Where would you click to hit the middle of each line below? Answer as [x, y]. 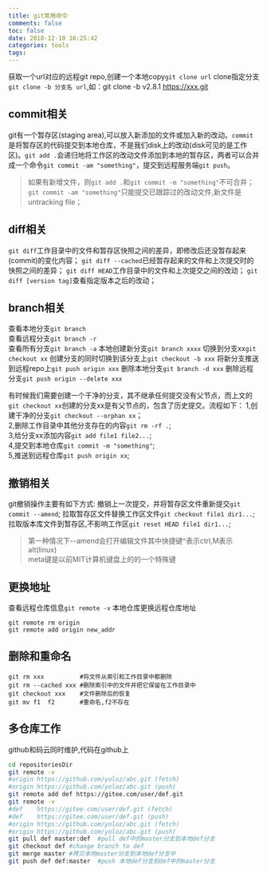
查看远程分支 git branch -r [53, 339]
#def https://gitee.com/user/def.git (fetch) [90, 809]
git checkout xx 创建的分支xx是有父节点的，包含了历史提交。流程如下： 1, [130, 405]
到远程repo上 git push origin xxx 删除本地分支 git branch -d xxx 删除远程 [131, 369]
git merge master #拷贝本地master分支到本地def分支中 [92, 854]
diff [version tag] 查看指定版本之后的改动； [82, 280]
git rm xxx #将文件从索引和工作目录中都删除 [90, 676]
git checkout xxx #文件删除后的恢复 [70, 694]
